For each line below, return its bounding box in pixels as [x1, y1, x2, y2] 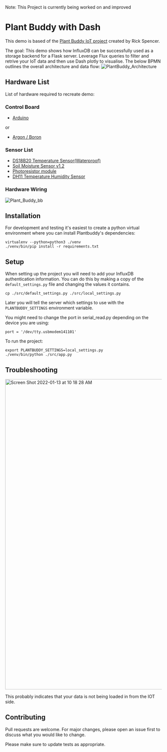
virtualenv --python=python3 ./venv [5, 240, 81, 245]
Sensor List [5, 146, 33, 153]
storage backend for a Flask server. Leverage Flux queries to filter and [5, 53, 149, 59]
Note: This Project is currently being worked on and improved [5, 4, 131, 10]
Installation [5, 212, 41, 220]
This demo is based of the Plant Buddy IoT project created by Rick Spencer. [5, 38, 160, 44]
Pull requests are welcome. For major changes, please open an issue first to [5, 726, 161, 732]
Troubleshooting [5, 365, 58, 374]
